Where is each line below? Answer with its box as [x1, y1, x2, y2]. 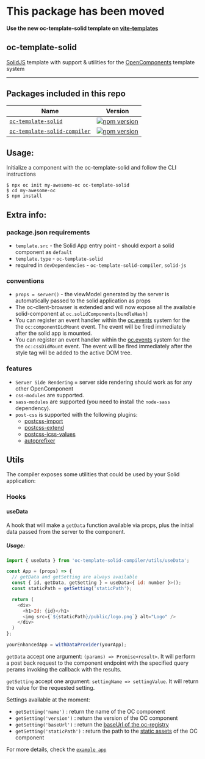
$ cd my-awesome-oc [6, 188, 56, 194]
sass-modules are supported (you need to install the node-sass [15, 398, 171, 405]
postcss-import [24, 417, 63, 425]
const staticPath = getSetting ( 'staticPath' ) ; [12, 586, 132, 592]
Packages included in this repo [6, 89, 126, 99]
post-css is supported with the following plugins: [15, 411, 138, 418]
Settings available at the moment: [6, 696, 90, 703]
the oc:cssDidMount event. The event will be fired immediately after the [15, 343, 192, 350]
